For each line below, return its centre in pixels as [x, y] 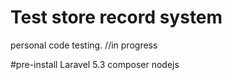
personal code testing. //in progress [84, 45]
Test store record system [116, 17]
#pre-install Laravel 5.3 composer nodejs [95, 64]
